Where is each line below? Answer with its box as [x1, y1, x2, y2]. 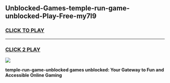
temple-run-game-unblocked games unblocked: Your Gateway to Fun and [5, 66, 164, 72]
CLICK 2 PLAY [5, 46, 40, 53]
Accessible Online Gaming [5, 72, 62, 78]
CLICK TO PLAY [5, 27, 45, 34]
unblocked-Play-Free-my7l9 [5, 12, 97, 21]
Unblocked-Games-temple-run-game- [5, 4, 130, 13]
